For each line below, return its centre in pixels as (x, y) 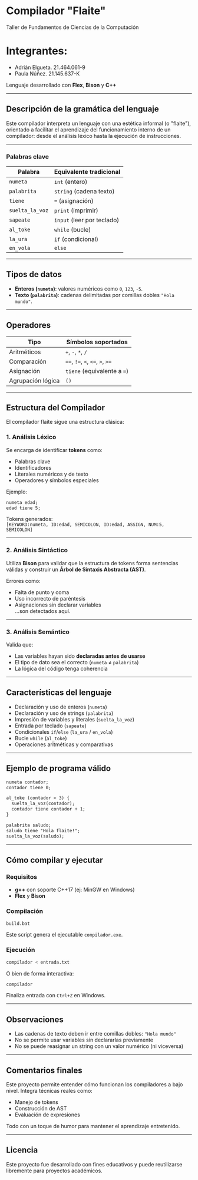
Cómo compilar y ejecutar (55, 860)
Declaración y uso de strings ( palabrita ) (64, 713)
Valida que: (20, 645)
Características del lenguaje (59, 693)
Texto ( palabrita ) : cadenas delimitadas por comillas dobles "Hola (95, 295)
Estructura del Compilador (55, 408)
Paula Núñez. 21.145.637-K (47, 73)
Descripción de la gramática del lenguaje (82, 109)
